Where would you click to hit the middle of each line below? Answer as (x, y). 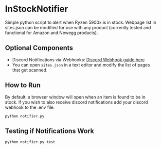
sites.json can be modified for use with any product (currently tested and (78, 27)
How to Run (23, 85)
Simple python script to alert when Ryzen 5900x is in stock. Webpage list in (81, 22)
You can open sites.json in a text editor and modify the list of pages (81, 65)
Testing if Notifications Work (50, 131)
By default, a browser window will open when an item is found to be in (75, 97)
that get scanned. (30, 70)
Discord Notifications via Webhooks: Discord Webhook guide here (78, 60)
